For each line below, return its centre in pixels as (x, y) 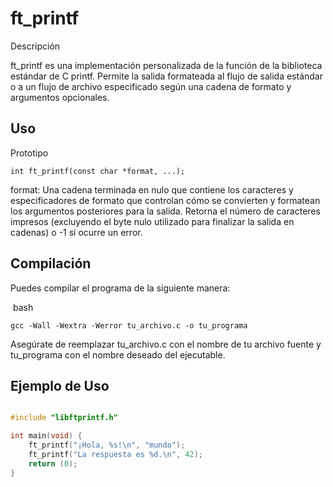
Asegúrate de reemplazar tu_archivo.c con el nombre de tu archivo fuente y (166, 344)
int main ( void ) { (46, 436)
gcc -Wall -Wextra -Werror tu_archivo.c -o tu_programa (129, 325)
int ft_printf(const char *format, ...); (98, 171)
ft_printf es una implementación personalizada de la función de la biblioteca (166, 65)
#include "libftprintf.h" (64, 418)
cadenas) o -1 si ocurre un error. (76, 232)
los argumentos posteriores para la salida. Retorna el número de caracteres (165, 211)
